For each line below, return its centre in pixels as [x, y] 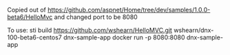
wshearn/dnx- [194, 30]
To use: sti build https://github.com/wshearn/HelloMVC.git [90, 30]
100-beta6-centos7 [34, 37]
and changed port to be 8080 [96, 17]
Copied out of [27, 10]
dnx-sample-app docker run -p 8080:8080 [124, 37]
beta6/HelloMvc [30, 17]
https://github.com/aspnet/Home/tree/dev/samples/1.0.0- [129, 10]
